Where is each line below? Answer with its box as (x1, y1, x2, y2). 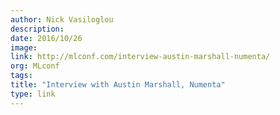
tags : (10, 71, 33, 81)
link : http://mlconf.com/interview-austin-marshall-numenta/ (10, 52, 271, 62)
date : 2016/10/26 (10, 33, 83, 43)
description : (10, 24, 65, 34)
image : (10, 42, 38, 53)
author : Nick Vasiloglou (10, 14, 114, 25)
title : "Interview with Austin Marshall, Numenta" (10, 80, 226, 90)
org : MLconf (10, 61, 60, 71)
